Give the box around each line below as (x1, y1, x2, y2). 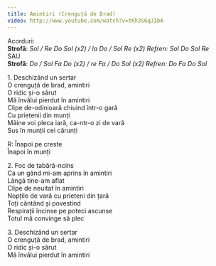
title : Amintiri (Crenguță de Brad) (7, 10, 116, 18)
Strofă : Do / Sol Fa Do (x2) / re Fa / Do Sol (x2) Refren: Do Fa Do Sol (7, 59, 207, 68)
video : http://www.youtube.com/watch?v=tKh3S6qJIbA (7, 17, 163, 24)
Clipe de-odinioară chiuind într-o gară (7, 103, 118, 112)
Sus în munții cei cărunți (7, 126, 78, 134)
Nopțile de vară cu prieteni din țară (7, 191, 109, 200)
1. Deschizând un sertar (7, 73, 77, 82)
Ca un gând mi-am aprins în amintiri (7, 169, 112, 177)
